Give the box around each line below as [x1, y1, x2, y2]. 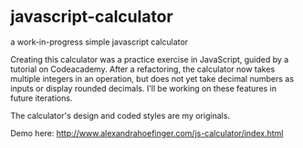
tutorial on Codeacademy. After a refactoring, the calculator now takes [10, 64, 276, 74]
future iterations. [10, 93, 73, 104]
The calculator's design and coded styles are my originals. [10, 110, 231, 121]
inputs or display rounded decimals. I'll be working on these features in [10, 83, 277, 94]
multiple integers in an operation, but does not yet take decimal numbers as [10, 73, 295, 84]
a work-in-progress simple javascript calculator [10, 36, 189, 47]
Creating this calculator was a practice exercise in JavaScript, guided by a [10, 54, 289, 64]
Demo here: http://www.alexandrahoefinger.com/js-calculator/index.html [10, 127, 284, 138]
